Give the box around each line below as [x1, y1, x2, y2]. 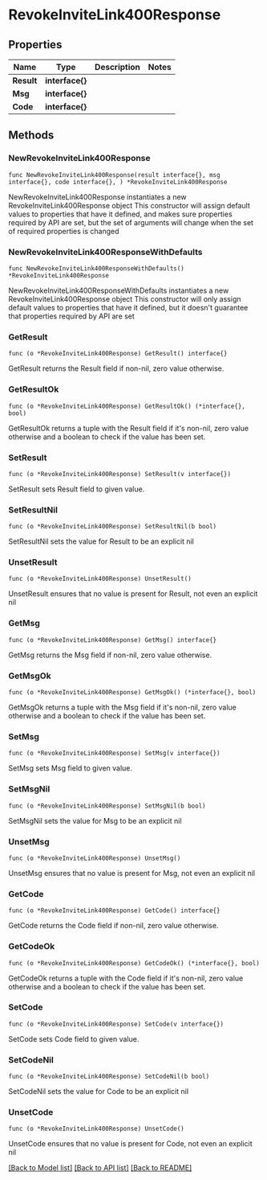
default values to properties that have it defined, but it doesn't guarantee [8, 302, 249, 312]
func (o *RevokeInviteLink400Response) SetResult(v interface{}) [8, 470, 231, 478]
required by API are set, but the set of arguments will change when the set [8, 217, 254, 227]
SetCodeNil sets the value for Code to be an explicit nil [8, 1087, 189, 1096]
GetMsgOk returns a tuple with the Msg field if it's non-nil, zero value [8, 702, 237, 713]
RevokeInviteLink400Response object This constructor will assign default [8, 200, 251, 210]
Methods [8, 129, 55, 142]
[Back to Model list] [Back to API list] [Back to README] [8, 1163, 192, 1173]
